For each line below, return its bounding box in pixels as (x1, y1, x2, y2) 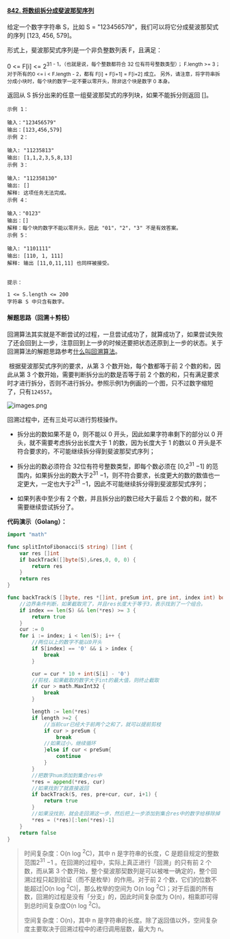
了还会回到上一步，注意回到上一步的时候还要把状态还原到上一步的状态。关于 (7, 339, 223, 347)
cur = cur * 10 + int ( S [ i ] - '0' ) (31, 670, 130, 677)
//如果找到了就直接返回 (31, 785, 89, 792)
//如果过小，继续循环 (43, 740, 97, 747)
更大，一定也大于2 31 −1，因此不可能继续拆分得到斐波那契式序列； (23, 479, 209, 488)
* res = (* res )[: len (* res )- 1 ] (31, 816, 115, 823)
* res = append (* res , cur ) (31, 778, 106, 785)
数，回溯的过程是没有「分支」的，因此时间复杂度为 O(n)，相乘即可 (23, 892, 212, 901)
